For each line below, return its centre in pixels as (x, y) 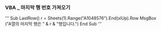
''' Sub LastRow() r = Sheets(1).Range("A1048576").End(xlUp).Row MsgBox (81, 18)
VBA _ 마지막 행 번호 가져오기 (38, 7)
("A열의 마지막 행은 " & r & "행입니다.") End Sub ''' (53, 24)
